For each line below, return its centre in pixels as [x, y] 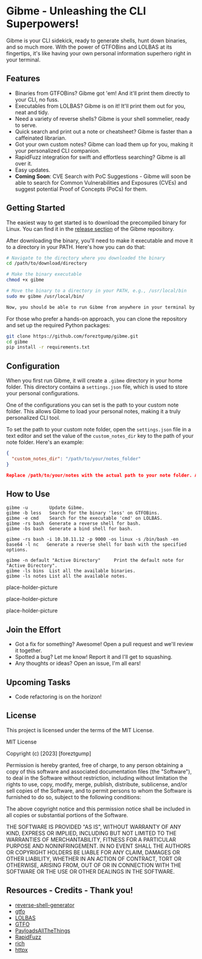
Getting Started [36, 208]
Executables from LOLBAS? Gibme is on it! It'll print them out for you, [100, 106]
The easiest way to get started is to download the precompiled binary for [96, 222]
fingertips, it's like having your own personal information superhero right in [99, 53]
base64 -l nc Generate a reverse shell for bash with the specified [96, 545]
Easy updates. [32, 170]
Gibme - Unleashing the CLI [76, 11]
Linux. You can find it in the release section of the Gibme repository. [90, 229]
